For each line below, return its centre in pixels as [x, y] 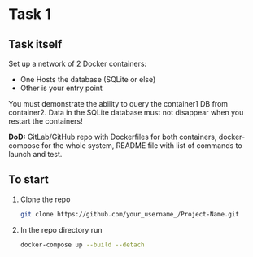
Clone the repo [45, 199]
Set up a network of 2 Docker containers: [78, 63]
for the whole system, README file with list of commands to [142, 146]
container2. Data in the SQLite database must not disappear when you [126, 112]
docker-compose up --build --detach [82, 245]
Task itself [35, 44]
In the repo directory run [61, 229]
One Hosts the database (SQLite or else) [88, 79]
